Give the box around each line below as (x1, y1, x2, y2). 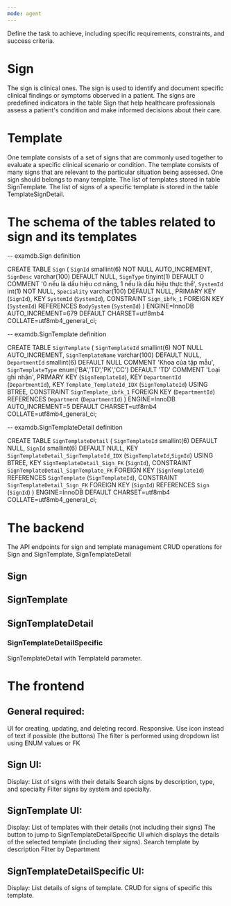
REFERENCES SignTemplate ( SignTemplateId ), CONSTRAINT (7, 473, 178, 482)
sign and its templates (7, 229, 137, 245)
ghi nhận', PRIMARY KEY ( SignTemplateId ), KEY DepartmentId (7, 373, 182, 381)
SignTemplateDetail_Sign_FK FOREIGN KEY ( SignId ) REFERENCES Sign (7, 481, 209, 489)
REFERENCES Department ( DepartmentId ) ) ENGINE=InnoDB (7, 395, 176, 403)
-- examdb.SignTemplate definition (7, 330, 107, 338)
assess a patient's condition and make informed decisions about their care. (7, 105, 222, 114)
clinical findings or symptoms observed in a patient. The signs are (7, 91, 196, 99)
